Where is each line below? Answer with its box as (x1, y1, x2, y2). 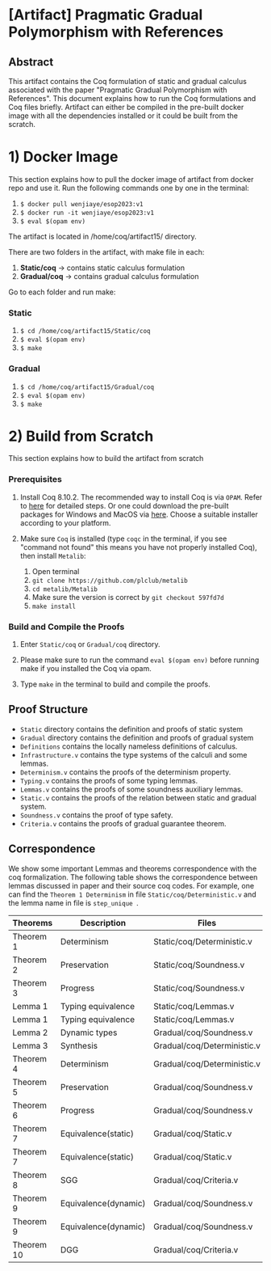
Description (80, 917, 127, 928)
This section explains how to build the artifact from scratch (8, 454, 204, 463)
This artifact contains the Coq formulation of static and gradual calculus (8, 77, 248, 86)
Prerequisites (8, 474, 62, 485)
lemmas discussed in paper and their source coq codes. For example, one (8, 880, 255, 890)
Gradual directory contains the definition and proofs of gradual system (19, 733, 254, 742)
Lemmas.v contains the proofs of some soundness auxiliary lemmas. (19, 784, 244, 794)
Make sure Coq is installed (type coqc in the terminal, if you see (19, 534, 227, 543)
